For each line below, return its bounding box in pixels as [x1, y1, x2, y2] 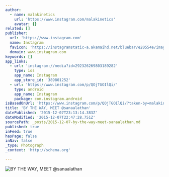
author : [5, 7, 22, 13]
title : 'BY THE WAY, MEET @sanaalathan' [5, 106, 92, 111]
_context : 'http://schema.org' [5, 148, 71, 153]
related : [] [5, 26, 30, 31]
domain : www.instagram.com [10, 49, 66, 54]
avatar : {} [14, 21, 37, 27]
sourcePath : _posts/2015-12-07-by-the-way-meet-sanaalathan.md [5, 119, 141, 125]
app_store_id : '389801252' [14, 77, 71, 82]
